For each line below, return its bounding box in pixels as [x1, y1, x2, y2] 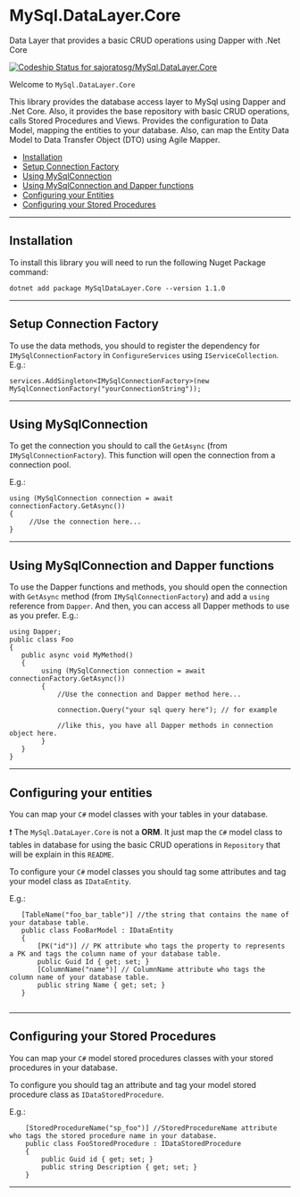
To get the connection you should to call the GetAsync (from [9, 440, 228, 451]
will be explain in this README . [9, 850, 114, 859]
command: [9, 266, 49, 277]
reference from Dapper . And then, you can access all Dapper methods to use [9, 600, 290, 612]
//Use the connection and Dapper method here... [56, 690, 242, 699]
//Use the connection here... [29, 517, 142, 527]
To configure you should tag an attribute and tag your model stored [9, 1079, 257, 1090]
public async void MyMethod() [21, 651, 134, 660]
